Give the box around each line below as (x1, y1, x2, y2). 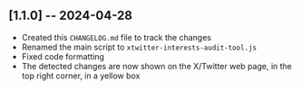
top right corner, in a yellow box (21, 70, 141, 81)
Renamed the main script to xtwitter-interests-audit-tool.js (21, 41, 257, 52)
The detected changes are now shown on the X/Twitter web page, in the (21, 60, 292, 71)
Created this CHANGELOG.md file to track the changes (21, 31, 212, 42)
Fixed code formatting (21, 50, 105, 62)
